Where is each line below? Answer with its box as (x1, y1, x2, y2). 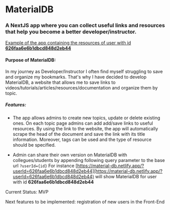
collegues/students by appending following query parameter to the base (12, 157, 165, 163)
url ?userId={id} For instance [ (12, 162, 78, 169)
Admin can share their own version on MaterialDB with (12, 152, 128, 158)
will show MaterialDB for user (95, 173, 157, 179)
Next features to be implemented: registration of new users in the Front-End (5, 198, 165, 205)
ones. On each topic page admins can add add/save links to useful (12, 120, 153, 126)
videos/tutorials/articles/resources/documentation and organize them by (5, 84, 158, 90)
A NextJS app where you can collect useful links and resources (5, 22, 165, 29)
